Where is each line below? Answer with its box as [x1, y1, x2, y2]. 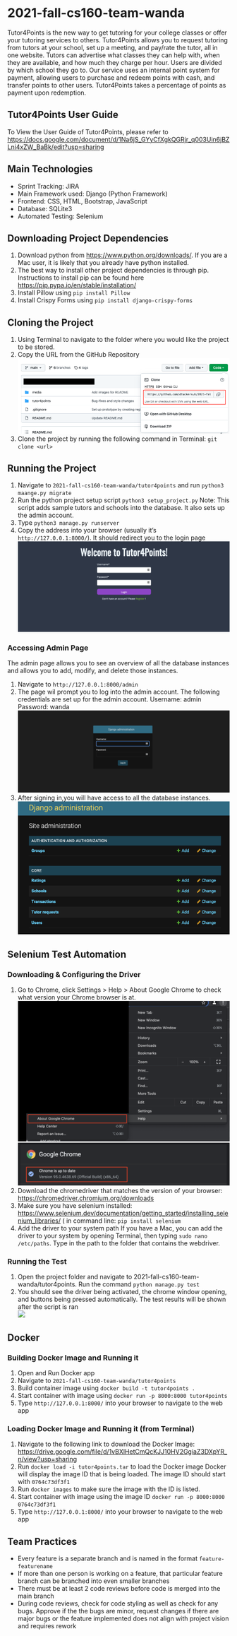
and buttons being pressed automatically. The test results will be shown [17, 1295, 226, 1304]
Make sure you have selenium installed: [17, 1202, 133, 1209]
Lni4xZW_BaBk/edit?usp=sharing [7, 143, 104, 151]
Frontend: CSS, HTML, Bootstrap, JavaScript [17, 196, 148, 206]
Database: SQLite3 [17, 204, 73, 213]
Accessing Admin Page [7, 643, 89, 653]
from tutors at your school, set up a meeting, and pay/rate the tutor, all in [7, 43, 218, 52]
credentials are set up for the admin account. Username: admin [17, 695, 202, 704]
